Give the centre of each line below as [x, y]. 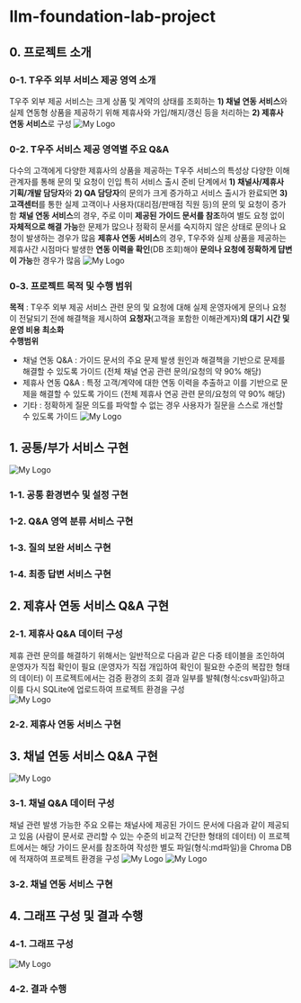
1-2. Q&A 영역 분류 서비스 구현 [71, 521]
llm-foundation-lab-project [112, 17]
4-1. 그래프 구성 [41, 944]
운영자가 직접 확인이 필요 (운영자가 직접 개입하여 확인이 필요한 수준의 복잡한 [142, 666]
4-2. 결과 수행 [38, 989]
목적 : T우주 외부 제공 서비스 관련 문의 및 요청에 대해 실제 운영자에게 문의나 [140, 307]
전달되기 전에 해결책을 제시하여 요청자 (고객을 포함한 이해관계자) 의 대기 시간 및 [154, 319]
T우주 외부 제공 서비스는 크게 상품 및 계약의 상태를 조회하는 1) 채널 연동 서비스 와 [148, 101]
